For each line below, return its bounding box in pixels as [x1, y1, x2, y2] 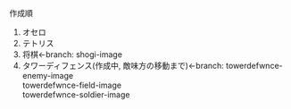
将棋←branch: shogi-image [21, 49, 123, 60]
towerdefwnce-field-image [21, 80, 122, 90]
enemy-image [21, 71, 74, 80]
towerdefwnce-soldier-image [21, 89, 130, 100]
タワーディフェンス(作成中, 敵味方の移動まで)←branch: [21, 61, 225, 71]
